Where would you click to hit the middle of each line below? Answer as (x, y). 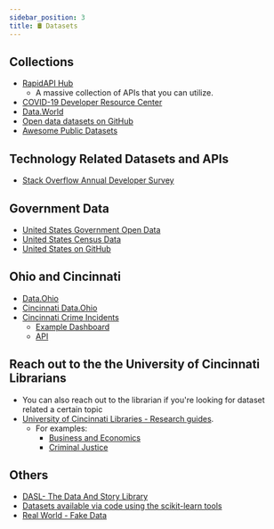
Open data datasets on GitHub (77, 121)
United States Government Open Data (91, 229)
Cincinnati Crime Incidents (71, 317)
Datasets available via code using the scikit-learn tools (122, 506)
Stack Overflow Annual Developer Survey (98, 180)
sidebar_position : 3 (48, 17)
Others (29, 475)
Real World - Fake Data (64, 516)
